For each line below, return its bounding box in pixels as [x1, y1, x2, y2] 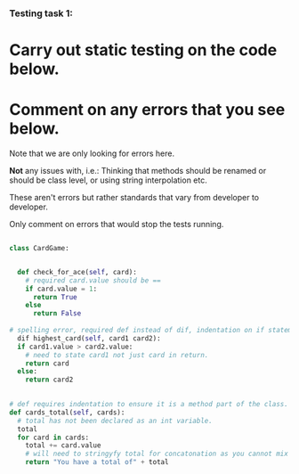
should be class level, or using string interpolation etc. [9, 175, 207, 185]
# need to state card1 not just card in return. [25, 350, 209, 359]
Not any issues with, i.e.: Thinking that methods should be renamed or [9, 166, 267, 176]
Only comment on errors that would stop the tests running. [9, 219, 224, 230]
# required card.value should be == [25, 275, 162, 285]
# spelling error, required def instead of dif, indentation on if [9, 326, 265, 335]
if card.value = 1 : [25, 284, 98, 293]
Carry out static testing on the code [9, 40, 278, 61]
